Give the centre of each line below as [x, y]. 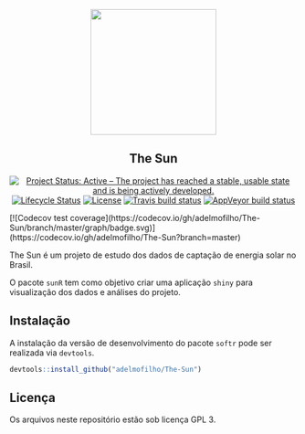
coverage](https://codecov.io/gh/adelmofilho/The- [165, 217]
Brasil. [21, 264]
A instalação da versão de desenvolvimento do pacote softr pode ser [141, 343]
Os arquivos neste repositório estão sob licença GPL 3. [113, 419]
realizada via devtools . [52, 353]
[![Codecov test [39, 217]
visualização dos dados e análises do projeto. [95, 291]
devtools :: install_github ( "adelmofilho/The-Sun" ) [106, 369]
